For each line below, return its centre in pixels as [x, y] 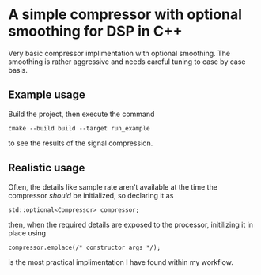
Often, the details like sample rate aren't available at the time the [113, 186]
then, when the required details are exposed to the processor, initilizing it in [131, 224]
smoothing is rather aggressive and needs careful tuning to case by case [127, 62]
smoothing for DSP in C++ [96, 31]
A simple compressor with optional [125, 15]
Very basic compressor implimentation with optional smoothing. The [119, 53]
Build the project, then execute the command [81, 114]
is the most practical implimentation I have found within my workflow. [121, 262]
